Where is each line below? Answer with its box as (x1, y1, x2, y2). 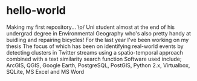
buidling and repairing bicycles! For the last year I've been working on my (6, 36, 189, 43)
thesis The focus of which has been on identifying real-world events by (6, 43, 184, 50)
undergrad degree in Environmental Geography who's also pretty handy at (6, 29, 192, 37)
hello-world (6, 4, 66, 17)
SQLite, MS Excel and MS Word (6, 68, 85, 75)
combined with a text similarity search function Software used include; (6, 55, 182, 62)
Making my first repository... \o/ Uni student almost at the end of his (6, 23, 175, 31)
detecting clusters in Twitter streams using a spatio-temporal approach (6, 49, 183, 56)
